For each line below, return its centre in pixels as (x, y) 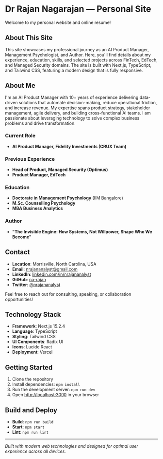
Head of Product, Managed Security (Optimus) (60, 170)
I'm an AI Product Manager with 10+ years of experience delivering (72, 97)
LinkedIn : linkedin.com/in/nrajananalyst (51, 274)
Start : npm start (28, 427)
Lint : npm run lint (30, 432)
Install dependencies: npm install (46, 384)
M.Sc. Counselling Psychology (44, 203)
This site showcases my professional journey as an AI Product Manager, (77, 49)
